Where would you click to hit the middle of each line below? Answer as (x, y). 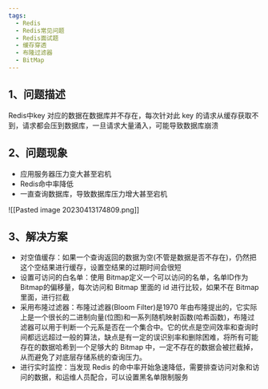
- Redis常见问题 (40, 30)
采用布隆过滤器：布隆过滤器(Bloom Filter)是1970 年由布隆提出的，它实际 (138, 308)
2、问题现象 (38, 153)
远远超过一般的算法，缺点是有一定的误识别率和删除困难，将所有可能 (146, 337)
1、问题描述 (37, 95)
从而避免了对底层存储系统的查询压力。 (83, 357)
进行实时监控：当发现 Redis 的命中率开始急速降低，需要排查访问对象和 (136, 367)
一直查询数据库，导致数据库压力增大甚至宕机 (94, 193)
